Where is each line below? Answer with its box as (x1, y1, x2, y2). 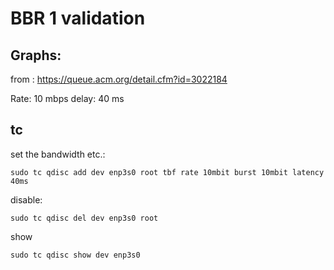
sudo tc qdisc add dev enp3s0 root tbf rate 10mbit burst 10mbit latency (10, 167, 325, 177)
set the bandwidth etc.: (10, 148, 106, 160)
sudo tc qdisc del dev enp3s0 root (10, 213, 159, 223)
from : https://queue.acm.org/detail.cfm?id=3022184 (10, 73, 228, 85)
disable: (10, 193, 43, 206)
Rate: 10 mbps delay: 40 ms (10, 93, 125, 104)
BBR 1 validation (10, 7, 146, 30)
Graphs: (10, 47, 62, 64)
